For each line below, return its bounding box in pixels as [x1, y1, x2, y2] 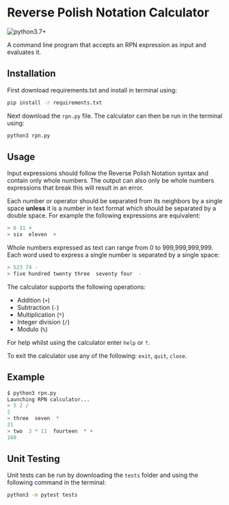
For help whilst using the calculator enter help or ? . [7, 338, 150, 346]
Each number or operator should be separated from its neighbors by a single [7, 197, 223, 205]
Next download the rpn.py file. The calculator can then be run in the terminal [7, 112, 223, 120]
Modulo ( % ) [16, 325, 48, 333]
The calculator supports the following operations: [7, 283, 146, 291]
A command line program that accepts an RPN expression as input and [7, 40, 206, 49]
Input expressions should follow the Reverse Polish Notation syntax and [7, 169, 208, 177]
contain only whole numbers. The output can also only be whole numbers [7, 177, 215, 185]
